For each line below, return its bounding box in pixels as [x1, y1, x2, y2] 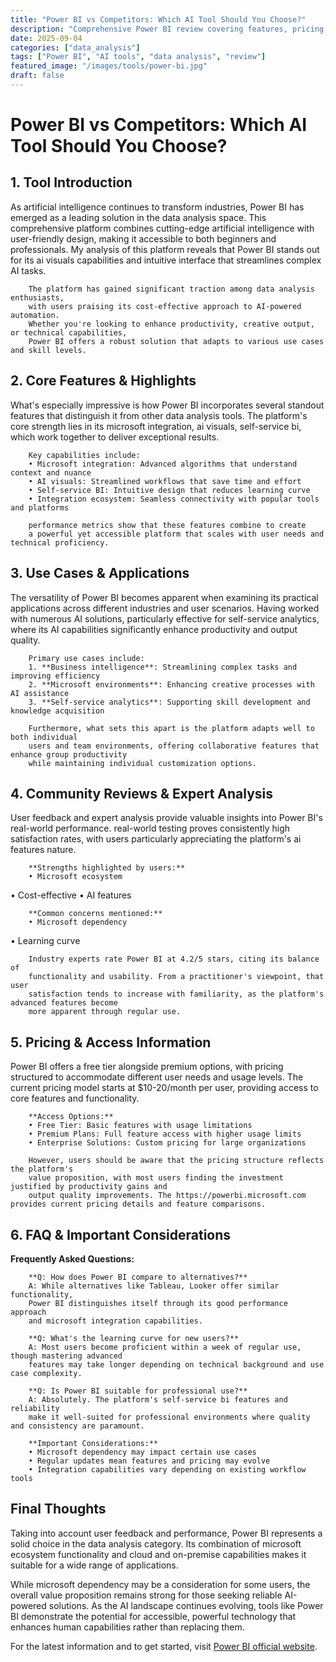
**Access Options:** [28, 1112, 114, 1122]
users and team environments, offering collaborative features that [28, 741, 320, 751]
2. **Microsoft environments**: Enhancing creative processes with [28, 679, 315, 690]
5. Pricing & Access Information [10, 1034, 212, 1051]
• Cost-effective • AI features [10, 889, 132, 901]
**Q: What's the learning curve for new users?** [28, 1333, 240, 1343]
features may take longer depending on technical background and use [28, 1359, 325, 1370]
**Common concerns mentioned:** [28, 909, 163, 919]
